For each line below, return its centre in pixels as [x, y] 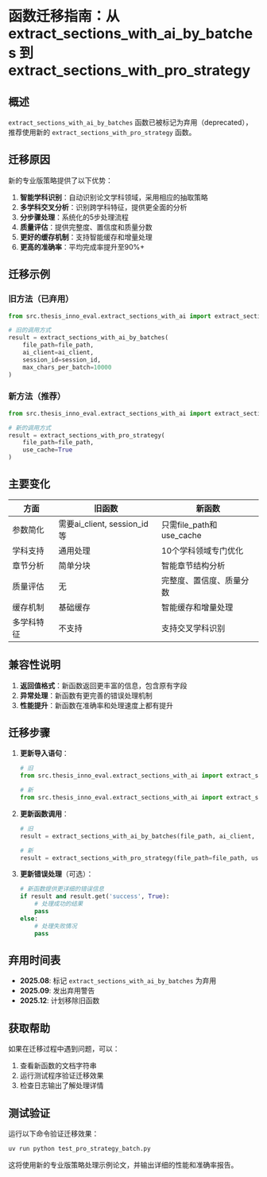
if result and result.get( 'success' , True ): [95, 896]
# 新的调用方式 [30, 428]
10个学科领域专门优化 [203, 551]
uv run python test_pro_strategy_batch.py [79, 1149]
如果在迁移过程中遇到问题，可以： [64, 1049]
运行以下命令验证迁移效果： [54, 1134]
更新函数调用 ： [44, 813]
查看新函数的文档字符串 [58, 1066]
